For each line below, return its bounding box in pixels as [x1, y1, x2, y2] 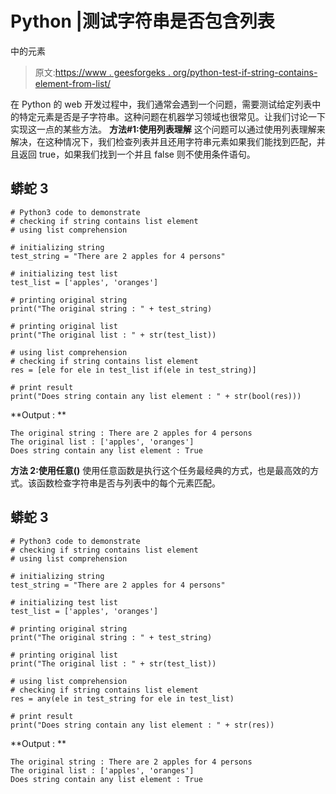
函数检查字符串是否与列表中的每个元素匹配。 [36, 477, 221, 489]
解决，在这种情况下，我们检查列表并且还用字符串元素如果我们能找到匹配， [10, 135, 317, 147]
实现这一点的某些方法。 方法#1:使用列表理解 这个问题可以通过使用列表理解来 [10, 123, 326, 135]
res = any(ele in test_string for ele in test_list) [10, 693, 235, 704]
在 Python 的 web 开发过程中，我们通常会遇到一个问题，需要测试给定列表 [10, 98, 313, 110]
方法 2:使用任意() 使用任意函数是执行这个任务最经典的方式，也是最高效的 [10, 464, 311, 476]
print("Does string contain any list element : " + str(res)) [10, 720, 275, 730]
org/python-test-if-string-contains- [172, 66, 318, 78]
